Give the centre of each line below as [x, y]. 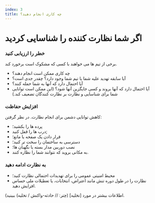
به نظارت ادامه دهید [25, 165]
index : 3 [14, 9]
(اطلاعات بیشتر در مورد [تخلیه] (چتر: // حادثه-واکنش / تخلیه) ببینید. [65, 195]
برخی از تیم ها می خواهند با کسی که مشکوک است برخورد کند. [61, 64]
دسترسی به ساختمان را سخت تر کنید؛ [46, 142]
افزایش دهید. [24, 186]
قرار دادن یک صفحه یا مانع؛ [36, 137]
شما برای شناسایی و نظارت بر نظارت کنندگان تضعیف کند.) [65, 94]
